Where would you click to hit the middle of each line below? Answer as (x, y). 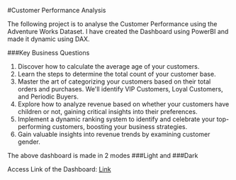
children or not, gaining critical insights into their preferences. (107, 112)
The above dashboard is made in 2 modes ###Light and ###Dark (103, 156)
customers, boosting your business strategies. (120, 126)
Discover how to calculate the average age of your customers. (108, 66)
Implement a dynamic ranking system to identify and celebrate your (116, 119)
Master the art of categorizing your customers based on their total (114, 81)
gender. (29, 142)
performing (34, 126)
